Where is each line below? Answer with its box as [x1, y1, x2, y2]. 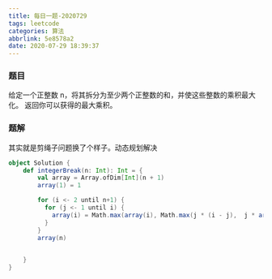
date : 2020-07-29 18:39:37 [8, 42, 100, 50]
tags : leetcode [8, 19, 60, 28]
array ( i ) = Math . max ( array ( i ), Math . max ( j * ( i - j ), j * [51, 211, 256, 219]
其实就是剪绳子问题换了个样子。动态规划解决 [8, 143, 158, 152]
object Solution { [8, 159, 70, 167]
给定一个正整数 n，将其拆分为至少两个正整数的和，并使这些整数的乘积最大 [8, 90, 257, 100]
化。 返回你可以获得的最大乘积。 [8, 101, 117, 110]
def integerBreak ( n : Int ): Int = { [23, 166, 143, 174]
